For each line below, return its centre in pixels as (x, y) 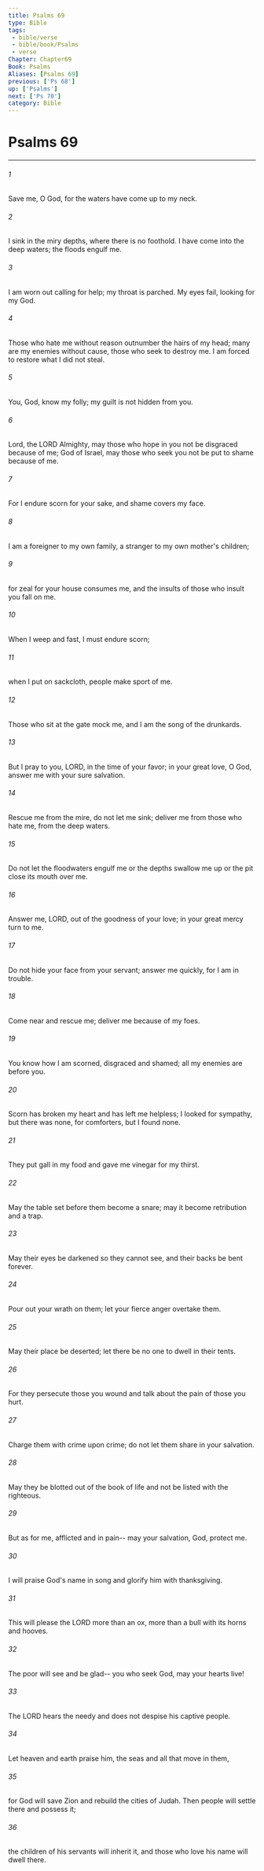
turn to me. (26, 927)
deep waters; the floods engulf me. (65, 250)
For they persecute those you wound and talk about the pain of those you (127, 1394)
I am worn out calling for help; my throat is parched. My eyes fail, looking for (132, 291)
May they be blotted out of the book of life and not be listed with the (118, 1487)
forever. (21, 1266)
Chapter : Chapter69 (40, 60)
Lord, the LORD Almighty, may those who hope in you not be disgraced (123, 444)
